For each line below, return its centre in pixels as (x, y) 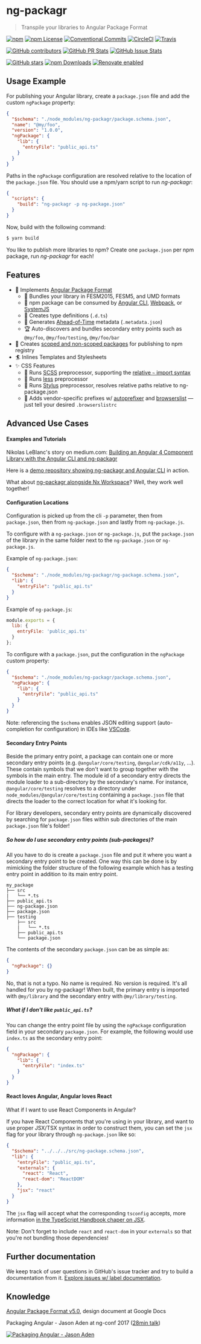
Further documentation (51, 1257)
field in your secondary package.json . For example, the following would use (100, 1032)
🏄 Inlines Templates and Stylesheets (61, 357)
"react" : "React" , (45, 1174)
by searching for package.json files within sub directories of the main (92, 819)
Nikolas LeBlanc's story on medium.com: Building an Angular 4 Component (100, 452)
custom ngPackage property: (41, 102)
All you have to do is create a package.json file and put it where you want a (99, 855)
